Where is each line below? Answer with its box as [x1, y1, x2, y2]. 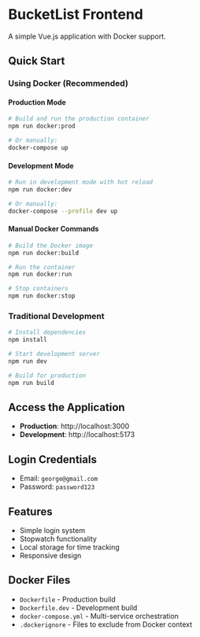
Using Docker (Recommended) [8, 78, 128, 89]
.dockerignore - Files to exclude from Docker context [19, 620, 193, 629]
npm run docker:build [8, 249, 80, 257]
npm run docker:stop [8, 292, 76, 300]
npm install [8, 336, 47, 344]
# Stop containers [8, 285, 69, 293]
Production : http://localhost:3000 [19, 421, 130, 431]
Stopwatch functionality [19, 534, 97, 544]
